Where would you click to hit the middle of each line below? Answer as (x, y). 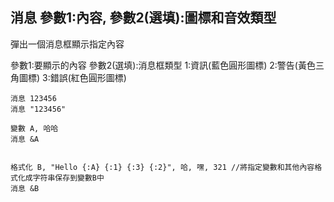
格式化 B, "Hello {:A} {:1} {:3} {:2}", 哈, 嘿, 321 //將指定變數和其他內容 (162, 167)
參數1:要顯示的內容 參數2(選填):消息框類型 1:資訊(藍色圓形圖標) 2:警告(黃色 (163, 65)
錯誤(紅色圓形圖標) (88, 77)
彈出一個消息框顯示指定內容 (67, 44)
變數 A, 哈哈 (34, 128)
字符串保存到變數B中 (68, 178)
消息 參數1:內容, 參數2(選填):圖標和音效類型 (143, 18)
